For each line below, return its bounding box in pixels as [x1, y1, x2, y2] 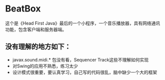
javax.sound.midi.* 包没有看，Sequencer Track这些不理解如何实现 [12, 56, 149, 62]
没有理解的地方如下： [5, 42, 71, 51]
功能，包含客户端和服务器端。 [5, 26, 66, 32]
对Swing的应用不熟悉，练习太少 [12, 63, 78, 69]
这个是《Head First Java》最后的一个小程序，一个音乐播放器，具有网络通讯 [5, 20, 160, 26]
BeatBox [5, 3, 41, 14]
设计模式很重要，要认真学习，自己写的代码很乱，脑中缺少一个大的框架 [12, 69, 157, 75]
